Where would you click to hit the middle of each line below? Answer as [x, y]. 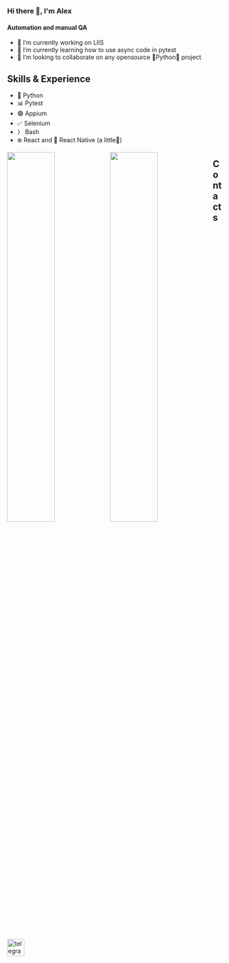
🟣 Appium [32, 113]
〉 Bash [28, 132]
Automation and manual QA [47, 27]
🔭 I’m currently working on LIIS [60, 43]
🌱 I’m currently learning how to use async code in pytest [97, 50]
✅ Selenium [34, 123]
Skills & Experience [49, 79]
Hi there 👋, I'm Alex [39, 11]
